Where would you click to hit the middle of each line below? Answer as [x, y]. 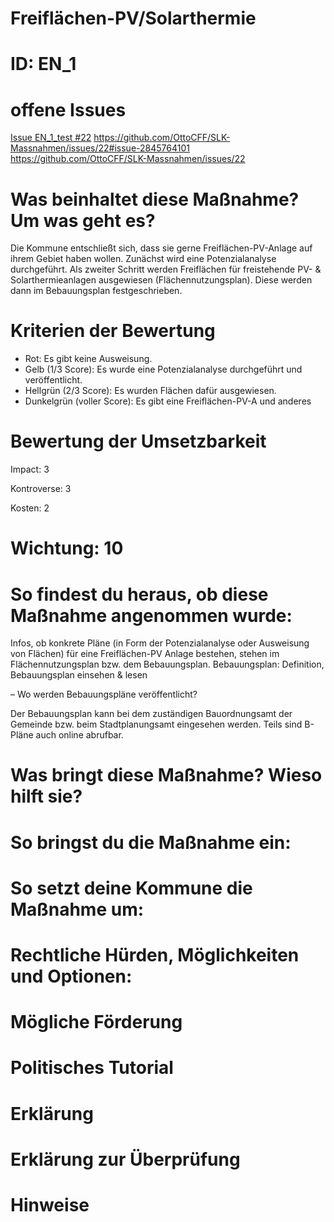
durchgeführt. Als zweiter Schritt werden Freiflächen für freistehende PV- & [166, 269]
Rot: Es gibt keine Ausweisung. [88, 359]
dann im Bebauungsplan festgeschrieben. [96, 291]
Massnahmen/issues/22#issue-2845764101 [100, 148]
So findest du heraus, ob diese [139, 594]
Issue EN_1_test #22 [51, 138]
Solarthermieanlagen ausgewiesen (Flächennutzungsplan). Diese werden [161, 280]
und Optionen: [71, 976]
